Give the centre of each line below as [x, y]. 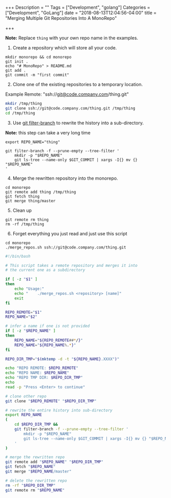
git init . [17, 62]
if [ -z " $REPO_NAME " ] [31, 331]
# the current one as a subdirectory [45, 270]
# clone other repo [26, 396]
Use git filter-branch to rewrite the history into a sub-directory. [78, 123]
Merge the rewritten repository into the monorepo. [65, 178]
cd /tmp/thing [20, 113]
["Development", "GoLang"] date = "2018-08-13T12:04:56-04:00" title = [81, 13]
